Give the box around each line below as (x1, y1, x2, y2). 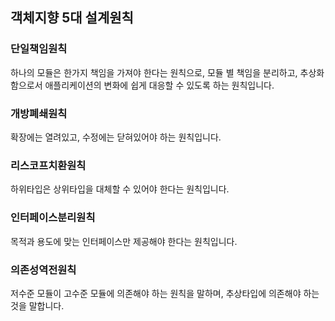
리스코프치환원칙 (10, 158, 87, 172)
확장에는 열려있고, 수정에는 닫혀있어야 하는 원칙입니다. (10, 131, 222, 143)
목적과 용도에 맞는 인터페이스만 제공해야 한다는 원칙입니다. (10, 235, 238, 247)
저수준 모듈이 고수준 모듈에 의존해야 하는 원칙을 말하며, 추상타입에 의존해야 (10, 287, 302, 299)
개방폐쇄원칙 (10, 106, 68, 120)
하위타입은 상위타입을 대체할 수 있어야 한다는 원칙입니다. (10, 183, 230, 195)
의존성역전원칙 (10, 263, 77, 277)
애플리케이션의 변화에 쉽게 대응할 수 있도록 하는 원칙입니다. (44, 79, 275, 91)
